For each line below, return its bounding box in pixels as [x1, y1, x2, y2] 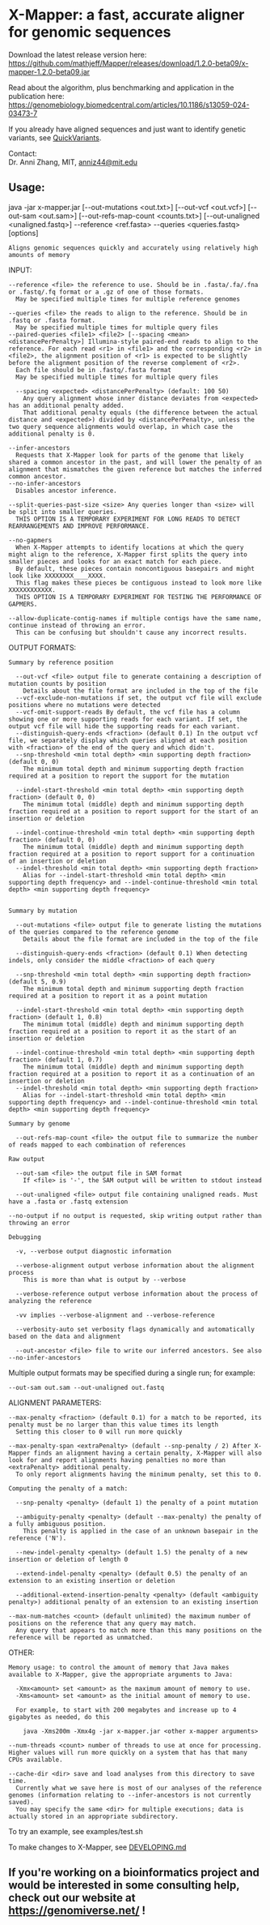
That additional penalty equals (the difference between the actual [23, 408, 259, 417]
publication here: [8, 91, 65, 101]
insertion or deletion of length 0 [8, 1555, 129, 1563]
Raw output [8, 1155, 45, 1163]
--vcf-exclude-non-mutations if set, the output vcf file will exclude [15, 693, 263, 702]
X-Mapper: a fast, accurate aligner [8, 6, 245, 24]
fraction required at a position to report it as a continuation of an [8, 1070, 255, 1078]
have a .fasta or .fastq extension [8, 1198, 129, 1206]
